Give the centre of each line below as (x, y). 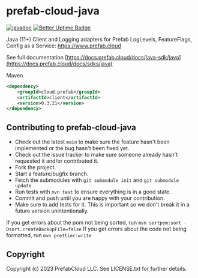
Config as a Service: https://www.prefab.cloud (64, 46)
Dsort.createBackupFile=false (44, 229)
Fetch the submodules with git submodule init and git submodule (97, 180)
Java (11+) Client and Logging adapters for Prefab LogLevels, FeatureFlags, (99, 39)
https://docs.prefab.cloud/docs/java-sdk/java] (124, 57)
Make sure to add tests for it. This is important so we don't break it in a (102, 205)
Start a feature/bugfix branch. (52, 174)
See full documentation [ (37, 57)
